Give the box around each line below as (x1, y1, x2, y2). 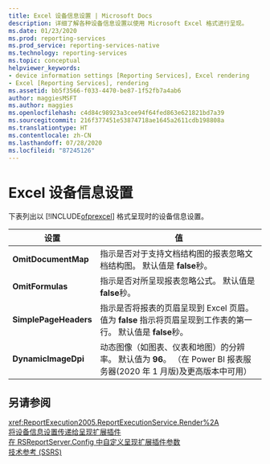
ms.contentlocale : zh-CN (8, 131, 92, 139)
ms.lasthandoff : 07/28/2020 (8, 138, 103, 147)
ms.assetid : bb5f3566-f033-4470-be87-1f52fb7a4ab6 (8, 86, 182, 95)
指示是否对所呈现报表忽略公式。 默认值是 (100, 275, 256, 286)
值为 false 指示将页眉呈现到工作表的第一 (100, 314, 253, 326)
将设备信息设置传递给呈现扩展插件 (8, 427, 121, 437)
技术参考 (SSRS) (8, 447, 63, 457)
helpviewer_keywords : (8, 64, 81, 72)
